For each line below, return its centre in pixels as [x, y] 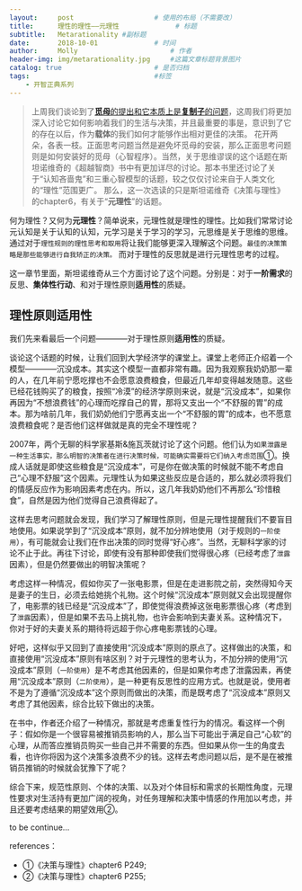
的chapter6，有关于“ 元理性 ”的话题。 [99, 201]
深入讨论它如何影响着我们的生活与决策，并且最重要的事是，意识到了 [157, 122]
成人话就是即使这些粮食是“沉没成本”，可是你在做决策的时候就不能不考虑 [143, 467]
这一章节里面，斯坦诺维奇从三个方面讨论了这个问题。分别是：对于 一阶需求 [147, 273]
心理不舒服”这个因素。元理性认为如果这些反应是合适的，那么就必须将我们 [156, 478]
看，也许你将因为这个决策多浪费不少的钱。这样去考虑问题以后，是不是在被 [147, 757]
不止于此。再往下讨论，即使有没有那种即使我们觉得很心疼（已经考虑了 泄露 [153, 553]
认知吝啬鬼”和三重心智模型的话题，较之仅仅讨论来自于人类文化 [159, 178]
